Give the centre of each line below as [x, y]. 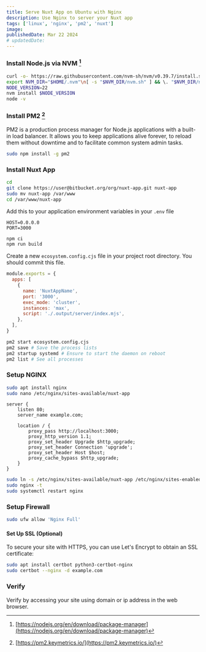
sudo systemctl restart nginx [45, 491]
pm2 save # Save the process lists [52, 348]
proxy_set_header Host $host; [67, 453]
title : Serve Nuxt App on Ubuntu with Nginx [64, 12]
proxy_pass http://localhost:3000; [74, 431]
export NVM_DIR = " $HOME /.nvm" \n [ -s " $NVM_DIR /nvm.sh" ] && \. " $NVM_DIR [101, 82]
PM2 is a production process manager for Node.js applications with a [94, 129]
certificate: [20, 554]
